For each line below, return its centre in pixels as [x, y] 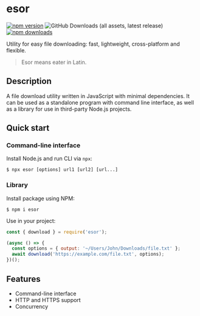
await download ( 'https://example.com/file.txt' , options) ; [88, 255]
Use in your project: [31, 220]
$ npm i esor [23, 209]
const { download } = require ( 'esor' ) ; [57, 232]
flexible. [16, 50]
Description [29, 81]
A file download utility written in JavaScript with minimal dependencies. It [98, 96]
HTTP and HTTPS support [48, 300]
